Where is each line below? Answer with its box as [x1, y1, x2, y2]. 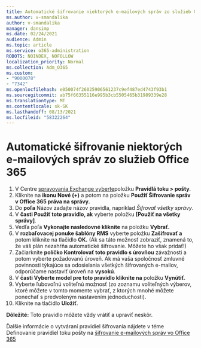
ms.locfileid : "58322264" [6, 114, 71, 120]
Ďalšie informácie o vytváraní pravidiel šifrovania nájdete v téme [6, 323, 165, 330]
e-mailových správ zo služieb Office [6, 153, 190, 166]
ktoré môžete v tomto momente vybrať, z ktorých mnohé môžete [14, 287, 175, 294]
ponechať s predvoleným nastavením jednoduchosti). [14, 294, 147, 301]
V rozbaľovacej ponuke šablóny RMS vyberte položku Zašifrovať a [14, 230, 182, 237]
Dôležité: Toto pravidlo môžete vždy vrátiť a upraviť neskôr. [6, 312, 153, 319]
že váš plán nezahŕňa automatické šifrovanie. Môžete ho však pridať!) [14, 243, 187, 250]
